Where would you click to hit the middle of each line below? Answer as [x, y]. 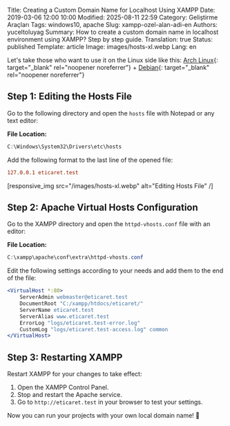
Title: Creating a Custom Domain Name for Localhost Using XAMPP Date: [111, 10]
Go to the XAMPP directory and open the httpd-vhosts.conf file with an [109, 224]
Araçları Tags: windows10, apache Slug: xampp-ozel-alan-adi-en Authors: [112, 25]
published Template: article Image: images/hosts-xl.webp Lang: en [102, 47]
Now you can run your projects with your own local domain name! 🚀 [104, 416]
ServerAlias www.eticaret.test [65, 316]
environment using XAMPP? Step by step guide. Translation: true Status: [110, 39]
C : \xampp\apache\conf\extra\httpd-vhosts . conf [75, 258]
